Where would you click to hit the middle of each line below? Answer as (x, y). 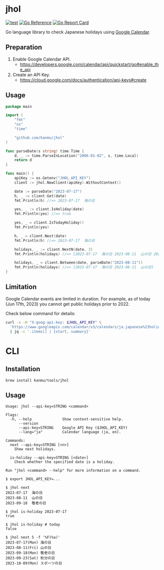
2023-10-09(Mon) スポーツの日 (34, 563)
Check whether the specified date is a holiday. (64, 462)
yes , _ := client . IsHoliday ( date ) (49, 209)
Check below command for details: (41, 313)
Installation (23, 369)
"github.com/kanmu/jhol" (39, 138)
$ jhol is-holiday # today (33, 525)
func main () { (20, 174)
